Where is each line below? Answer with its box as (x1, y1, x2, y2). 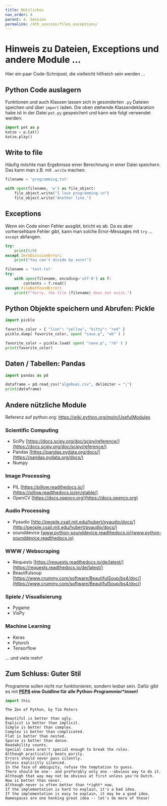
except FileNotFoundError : (5, 286, 62, 291)
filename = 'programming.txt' (5, 177, 69, 182)
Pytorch (12, 639, 29, 646)
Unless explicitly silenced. (5, 760, 67, 765)
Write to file (5, 148, 43, 157)
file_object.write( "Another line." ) (14, 195, 92, 200)
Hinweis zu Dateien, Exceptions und (5, 44, 159, 55)
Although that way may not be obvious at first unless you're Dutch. (5, 774, 155, 779)
